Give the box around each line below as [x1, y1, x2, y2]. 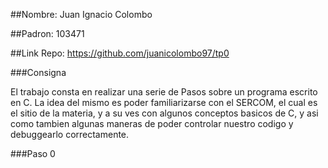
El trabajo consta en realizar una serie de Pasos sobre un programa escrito [10, 86, 318, 98]
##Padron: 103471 [10, 28, 85, 39]
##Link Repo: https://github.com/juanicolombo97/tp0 [10, 47, 230, 59]
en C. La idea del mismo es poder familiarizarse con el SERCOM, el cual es [10, 97, 318, 108]
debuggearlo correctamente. [10, 129, 130, 140]
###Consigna [10, 67, 67, 78]
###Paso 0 [10, 148, 56, 159]
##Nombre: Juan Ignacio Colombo [10, 9, 153, 20]
